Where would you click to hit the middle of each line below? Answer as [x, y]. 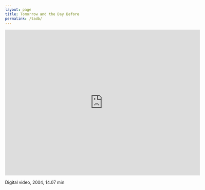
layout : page [18, 9]
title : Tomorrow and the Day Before [42, 14]
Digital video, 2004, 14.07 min [35, 182]
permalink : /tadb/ [24, 18]
